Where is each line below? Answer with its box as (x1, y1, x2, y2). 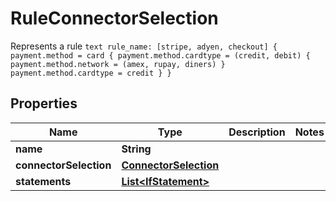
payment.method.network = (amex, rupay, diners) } (10, 59, 226, 69)
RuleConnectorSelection (10, 7, 219, 30)
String (121, 142, 152, 156)
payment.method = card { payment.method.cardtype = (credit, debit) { (10, 50, 311, 61)
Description (228, 125, 286, 139)
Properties (10, 95, 78, 112)
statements (15, 174, 72, 188)
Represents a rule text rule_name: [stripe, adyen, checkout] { (10, 40, 278, 52)
